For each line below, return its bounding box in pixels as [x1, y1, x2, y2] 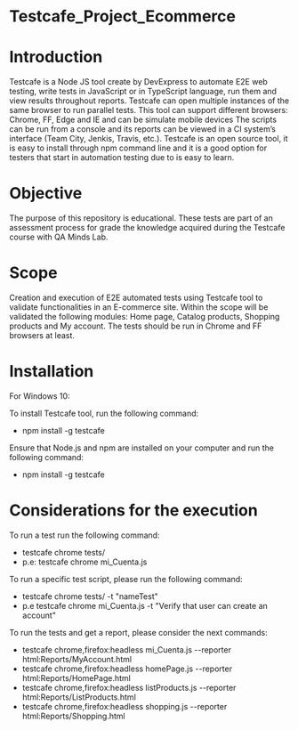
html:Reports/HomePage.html [21, 672, 131, 683]
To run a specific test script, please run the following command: [9, 573, 243, 584]
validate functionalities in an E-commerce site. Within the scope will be [9, 302, 269, 312]
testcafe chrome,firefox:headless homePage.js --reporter [21, 663, 233, 674]
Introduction [9, 47, 103, 68]
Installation [9, 361, 94, 382]
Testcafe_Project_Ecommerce [9, 6, 236, 27]
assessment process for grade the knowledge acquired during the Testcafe [9, 223, 286, 233]
